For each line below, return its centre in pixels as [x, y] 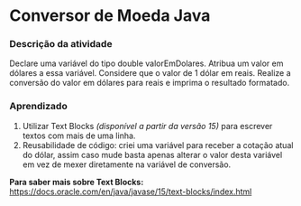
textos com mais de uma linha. [79, 136]
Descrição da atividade [61, 44]
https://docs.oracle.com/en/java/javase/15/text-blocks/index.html [131, 192]
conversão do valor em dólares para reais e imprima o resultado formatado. [150, 83]
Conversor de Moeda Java [110, 16]
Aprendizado [38, 107]
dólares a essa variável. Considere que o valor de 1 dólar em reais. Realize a [150, 73]
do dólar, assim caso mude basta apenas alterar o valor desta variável [152, 154]
